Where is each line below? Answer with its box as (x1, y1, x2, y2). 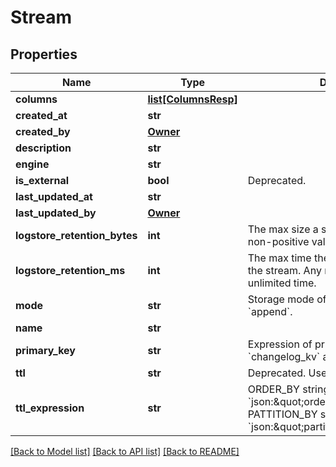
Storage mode (247, 292, 315, 306)
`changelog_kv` (247, 350, 321, 363)
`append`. (247, 305, 293, 318)
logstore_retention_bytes (15, 229, 138, 242)
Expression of (247, 337, 313, 351)
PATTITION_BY (247, 407, 318, 421)
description (15, 141, 72, 155)
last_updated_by (15, 206, 97, 220)
